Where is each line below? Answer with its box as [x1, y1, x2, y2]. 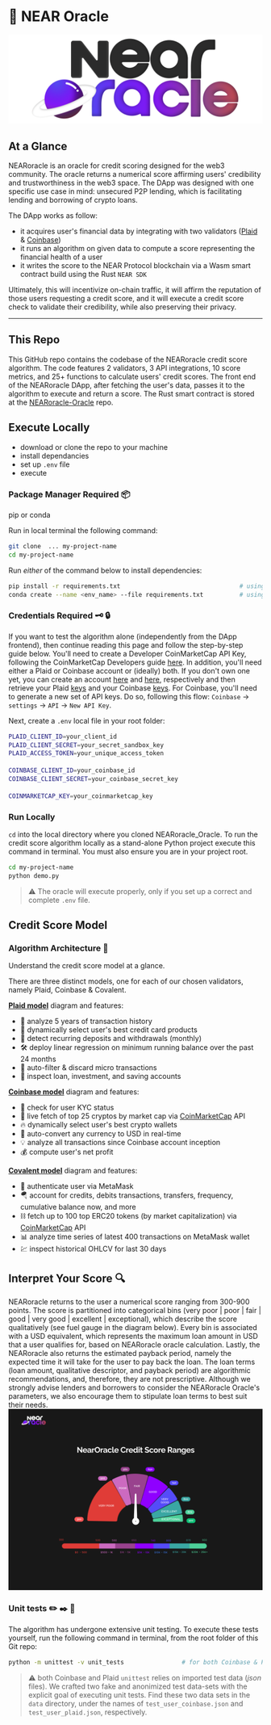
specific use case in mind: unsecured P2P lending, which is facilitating [8, 186, 242, 196]
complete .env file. [27, 895, 90, 904]
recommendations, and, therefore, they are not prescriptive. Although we [8, 1375, 252, 1384]
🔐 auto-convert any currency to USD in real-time [19, 1129, 181, 1139]
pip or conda [8, 510, 51, 519]
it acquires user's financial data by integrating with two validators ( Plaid [19, 226, 258, 236]
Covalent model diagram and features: [8, 1166, 138, 1176]
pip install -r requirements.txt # [8, 581, 244, 590]
